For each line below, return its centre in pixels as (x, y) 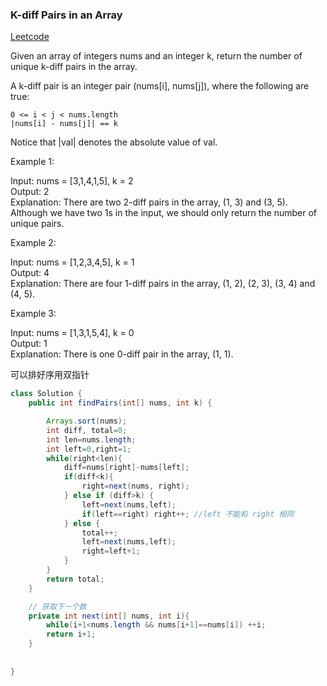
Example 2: (33, 243)
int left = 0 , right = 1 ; (89, 449)
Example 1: (32, 162)
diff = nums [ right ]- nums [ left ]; (126, 468)
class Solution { (46, 394)
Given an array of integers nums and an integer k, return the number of (156, 56)
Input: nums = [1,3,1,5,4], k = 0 (72, 333)
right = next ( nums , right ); (135, 486)
